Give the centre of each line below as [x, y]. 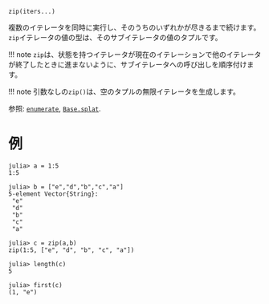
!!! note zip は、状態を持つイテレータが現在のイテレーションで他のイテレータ [135, 55]
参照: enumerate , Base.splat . [55, 109]
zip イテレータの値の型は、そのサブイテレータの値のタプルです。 [115, 37]
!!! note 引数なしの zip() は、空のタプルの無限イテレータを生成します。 [124, 91]
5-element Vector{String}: [53, 194]
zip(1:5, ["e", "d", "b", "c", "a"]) [71, 250]
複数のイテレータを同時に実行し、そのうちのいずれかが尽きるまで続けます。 [134, 27]
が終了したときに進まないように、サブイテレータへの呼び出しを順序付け [128, 65]
